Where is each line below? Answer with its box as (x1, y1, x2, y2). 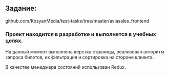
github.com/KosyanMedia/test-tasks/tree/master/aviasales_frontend (5, 17, 150, 24)
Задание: (5, 4, 37, 13)
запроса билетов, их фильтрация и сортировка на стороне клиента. (5, 54, 154, 61)
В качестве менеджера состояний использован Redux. (5, 64, 126, 70)
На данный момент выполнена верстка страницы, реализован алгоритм (5, 49, 164, 55)
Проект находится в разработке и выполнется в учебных (5, 30, 156, 38)
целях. (5, 37, 23, 44)
